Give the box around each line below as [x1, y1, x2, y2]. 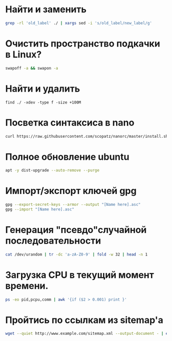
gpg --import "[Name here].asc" [5, 207, 74, 212]
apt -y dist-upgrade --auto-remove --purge [5, 168, 100, 173]
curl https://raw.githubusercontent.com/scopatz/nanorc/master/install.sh [5, 134, 168, 139]
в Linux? [5, 49, 42, 60]
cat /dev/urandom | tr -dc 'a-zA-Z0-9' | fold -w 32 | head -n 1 [5, 252, 148, 257]
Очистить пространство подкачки [5, 38, 160, 49]
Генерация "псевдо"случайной [5, 224, 147, 236]
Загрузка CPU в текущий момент [5, 269, 155, 281]
